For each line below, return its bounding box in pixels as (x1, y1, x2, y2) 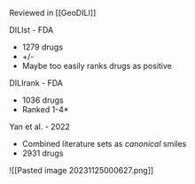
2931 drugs (21, 148, 64, 158)
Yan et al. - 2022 (9, 121, 71, 132)
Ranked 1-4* (21, 104, 69, 114)
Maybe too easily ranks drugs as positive (21, 61, 173, 71)
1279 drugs (21, 42, 64, 52)
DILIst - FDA (9, 25, 54, 34)
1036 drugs (21, 95, 64, 105)
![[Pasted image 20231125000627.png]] (9, 165, 154, 175)
